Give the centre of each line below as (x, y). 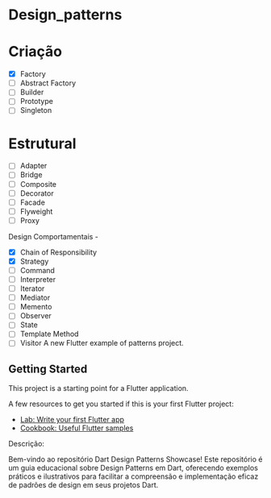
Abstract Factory (48, 83)
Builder (32, 92)
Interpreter (38, 279)
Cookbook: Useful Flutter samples (77, 428)
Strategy (34, 261)
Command (37, 270)
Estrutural (42, 143)
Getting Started (48, 369)
